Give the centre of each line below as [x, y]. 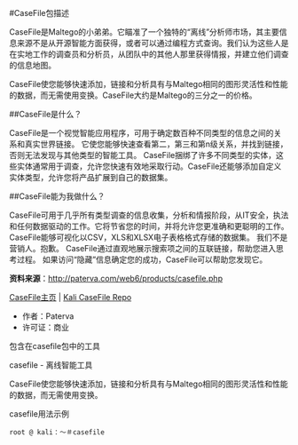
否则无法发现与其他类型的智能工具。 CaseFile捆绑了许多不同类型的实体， [143, 155]
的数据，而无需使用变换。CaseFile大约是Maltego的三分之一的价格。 [133, 95]
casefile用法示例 [39, 414]
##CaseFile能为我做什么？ [57, 196]
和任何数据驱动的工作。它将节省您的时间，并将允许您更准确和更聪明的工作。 [149, 226]
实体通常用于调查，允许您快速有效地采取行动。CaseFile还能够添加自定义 [149, 166]
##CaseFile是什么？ [46, 114]
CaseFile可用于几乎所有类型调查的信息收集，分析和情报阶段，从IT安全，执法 [149, 215]
